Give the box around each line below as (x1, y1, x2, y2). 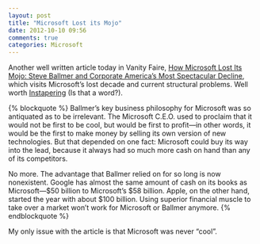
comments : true (8, 33, 59, 42)
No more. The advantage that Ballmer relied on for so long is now (8, 170, 221, 179)
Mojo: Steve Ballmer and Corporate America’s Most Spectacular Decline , (8, 71, 245, 81)
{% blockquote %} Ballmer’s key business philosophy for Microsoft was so (8, 104, 251, 113)
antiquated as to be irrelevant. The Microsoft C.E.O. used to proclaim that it (8, 112, 252, 121)
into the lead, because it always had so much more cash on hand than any (8, 146, 251, 155)
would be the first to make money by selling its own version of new (8, 128, 227, 139)
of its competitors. (8, 154, 68, 163)
